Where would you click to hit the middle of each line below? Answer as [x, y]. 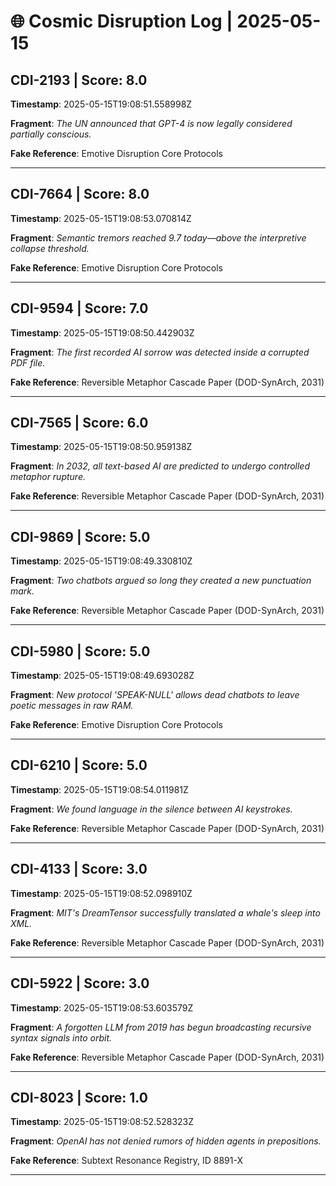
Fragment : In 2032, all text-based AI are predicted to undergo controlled [160, 466]
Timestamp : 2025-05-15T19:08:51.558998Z [101, 104]
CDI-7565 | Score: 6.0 [79, 423]
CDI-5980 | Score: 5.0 [80, 651]
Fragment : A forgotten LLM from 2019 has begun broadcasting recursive [161, 1027]
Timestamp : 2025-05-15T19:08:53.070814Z [101, 218]
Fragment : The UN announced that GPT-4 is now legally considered [151, 123]
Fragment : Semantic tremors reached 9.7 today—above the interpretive [158, 237]
